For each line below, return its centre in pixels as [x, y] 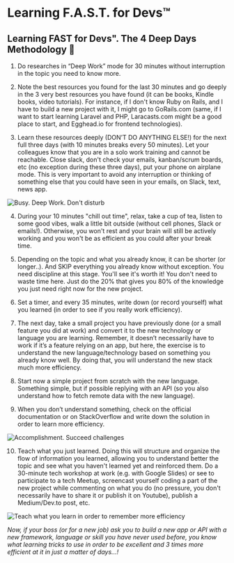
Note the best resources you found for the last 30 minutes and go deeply [122, 87]
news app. [32, 189]
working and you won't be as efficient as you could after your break [115, 238]
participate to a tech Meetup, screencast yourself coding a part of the [117, 481]
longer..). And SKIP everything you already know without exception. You [120, 267]
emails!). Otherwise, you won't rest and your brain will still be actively [117, 231]
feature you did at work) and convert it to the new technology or [109, 331]
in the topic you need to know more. [69, 73]
